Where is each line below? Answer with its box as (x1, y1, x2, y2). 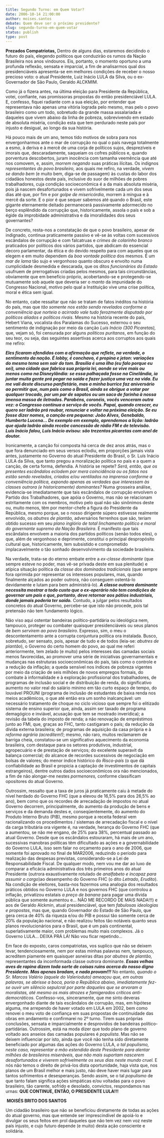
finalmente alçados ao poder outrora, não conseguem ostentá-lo (5, 577, 136, 582)
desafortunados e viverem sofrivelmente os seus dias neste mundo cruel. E (5, 1057, 158, 1063)
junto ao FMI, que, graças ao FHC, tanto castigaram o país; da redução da (5, 721, 154, 727)
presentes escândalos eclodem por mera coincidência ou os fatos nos (5, 468, 148, 474)
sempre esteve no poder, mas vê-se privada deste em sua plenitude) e (5, 561, 148, 567)
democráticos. (5, 995, 35, 1001)
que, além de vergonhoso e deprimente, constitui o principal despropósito (5, 536, 155, 542)
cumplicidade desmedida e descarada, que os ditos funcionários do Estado (5, 263, 158, 269)
